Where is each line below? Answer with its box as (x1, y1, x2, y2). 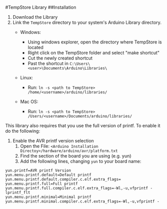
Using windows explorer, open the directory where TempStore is (27, 39, 162, 45)
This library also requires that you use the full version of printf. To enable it (5, 123, 160, 128)
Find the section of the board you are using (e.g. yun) (20, 153, 132, 159)
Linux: (20, 75, 33, 80)
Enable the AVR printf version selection (12, 138, 94, 143)
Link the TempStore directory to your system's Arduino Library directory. (12, 20, 162, 25)
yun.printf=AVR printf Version (5, 168, 71, 173)
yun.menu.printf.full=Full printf (5, 181, 78, 186)
